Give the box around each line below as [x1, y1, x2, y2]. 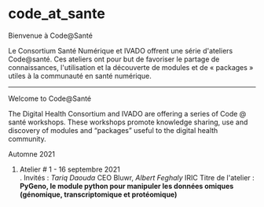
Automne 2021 [8, 149, 56, 158]
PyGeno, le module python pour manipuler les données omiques [19, 181, 234, 190]
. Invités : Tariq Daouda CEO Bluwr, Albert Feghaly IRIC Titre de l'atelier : [19, 172, 255, 182]
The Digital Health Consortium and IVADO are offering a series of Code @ [8, 109, 247, 118]
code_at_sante [8, 5, 106, 23]
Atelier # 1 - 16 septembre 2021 [19, 164, 120, 174]
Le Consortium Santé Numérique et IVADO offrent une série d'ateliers [8, 46, 233, 55]
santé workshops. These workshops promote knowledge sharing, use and [8, 117, 248, 127]
